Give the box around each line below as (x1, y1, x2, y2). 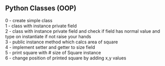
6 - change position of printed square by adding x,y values (5, 55, 126, 61)
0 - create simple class (5, 17, 53, 23)
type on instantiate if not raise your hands (5, 33, 91, 39)
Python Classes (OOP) (5, 4, 77, 13)
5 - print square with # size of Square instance (5, 49, 101, 55)
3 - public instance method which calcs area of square (5, 39, 118, 45)
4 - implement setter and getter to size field (5, 44, 95, 50)
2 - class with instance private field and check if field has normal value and (5, 28, 160, 34)
